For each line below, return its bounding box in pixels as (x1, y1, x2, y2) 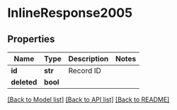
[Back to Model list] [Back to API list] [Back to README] (7, 95, 170, 104)
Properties (7, 33, 55, 45)
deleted (11, 78, 38, 87)
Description (68, 54, 109, 63)
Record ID (68, 66, 101, 75)
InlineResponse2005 (7, 5, 133, 21)
